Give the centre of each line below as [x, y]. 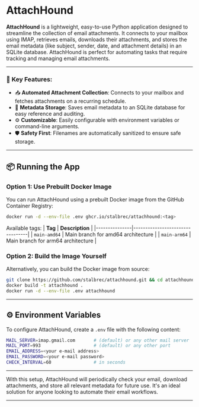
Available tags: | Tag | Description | [49, 228]
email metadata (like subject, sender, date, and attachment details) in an [94, 46]
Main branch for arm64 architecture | [51, 241]
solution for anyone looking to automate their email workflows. [82, 392]
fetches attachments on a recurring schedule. [70, 101]
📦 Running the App [43, 167]
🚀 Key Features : [29, 79]
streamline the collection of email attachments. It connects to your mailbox [97, 33]
